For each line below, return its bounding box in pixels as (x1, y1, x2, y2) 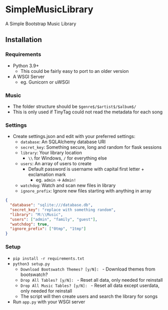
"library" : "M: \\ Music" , (10, 212, 63, 217)
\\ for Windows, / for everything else (28, 155, 107, 161)
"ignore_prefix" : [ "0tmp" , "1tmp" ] (10, 226, 86, 231)
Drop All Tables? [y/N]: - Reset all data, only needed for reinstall (20, 277, 163, 283)
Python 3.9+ (12, 63, 40, 69)
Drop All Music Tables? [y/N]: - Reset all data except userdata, (20, 282, 160, 288)
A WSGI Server (12, 73, 45, 80)
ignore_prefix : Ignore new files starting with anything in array (20, 188, 152, 194)
